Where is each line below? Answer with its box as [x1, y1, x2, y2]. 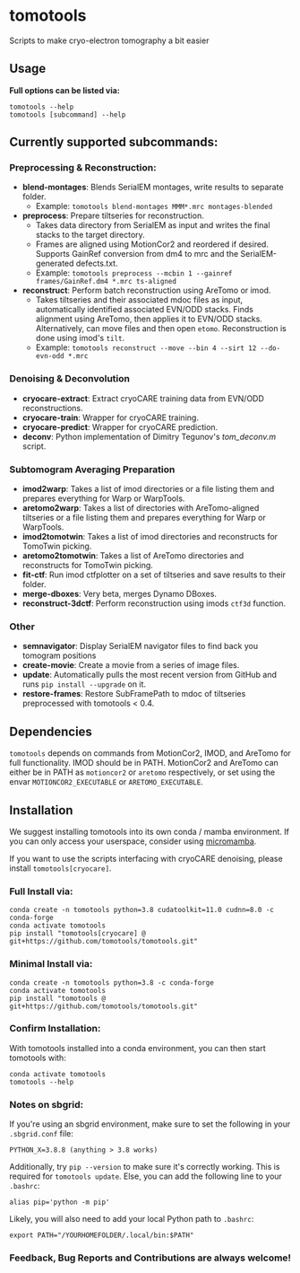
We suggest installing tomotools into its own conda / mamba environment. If [9, 826, 289, 837]
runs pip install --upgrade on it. [21, 679, 146, 689]
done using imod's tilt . [35, 333, 125, 344]
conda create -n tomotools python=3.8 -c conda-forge [9, 978, 215, 988]
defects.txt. [75, 258, 118, 269]
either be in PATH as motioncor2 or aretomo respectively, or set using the [9, 767, 276, 777]
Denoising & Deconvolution [9, 373, 130, 385]
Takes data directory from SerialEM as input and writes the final [35, 220, 270, 231]
